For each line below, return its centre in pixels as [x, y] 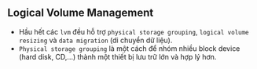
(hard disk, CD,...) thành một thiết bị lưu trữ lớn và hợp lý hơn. [117, 56]
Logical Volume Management [81, 13]
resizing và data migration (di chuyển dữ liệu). [95, 40]
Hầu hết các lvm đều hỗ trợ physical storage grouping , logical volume [134, 31]
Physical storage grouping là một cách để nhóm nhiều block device [129, 48]
